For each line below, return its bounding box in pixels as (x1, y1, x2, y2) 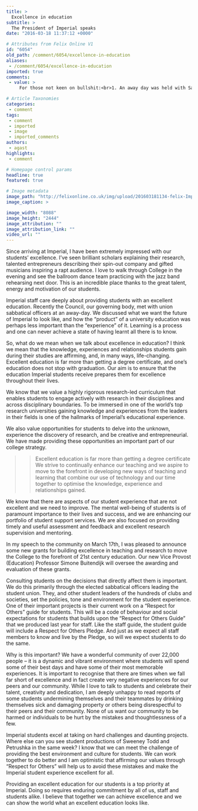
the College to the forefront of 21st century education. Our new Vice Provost (6, 553, 192, 561)
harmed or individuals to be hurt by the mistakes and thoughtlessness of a (6, 714, 187, 721)
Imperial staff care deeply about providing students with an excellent (6, 297, 173, 304)
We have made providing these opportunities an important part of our (6, 437, 175, 445)
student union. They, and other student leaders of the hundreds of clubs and (6, 590, 192, 597)
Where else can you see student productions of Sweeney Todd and (6, 738, 170, 745)
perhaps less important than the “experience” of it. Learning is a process (6, 322, 183, 329)
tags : (6, 112, 19, 118)
